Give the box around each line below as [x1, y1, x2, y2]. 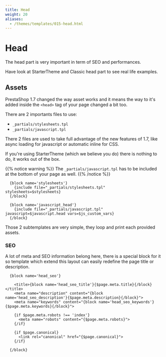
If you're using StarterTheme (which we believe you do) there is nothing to [5, 151, 158, 157]
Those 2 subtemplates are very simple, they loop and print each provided [5, 225, 156, 230]
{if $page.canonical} [14, 330, 59, 335]
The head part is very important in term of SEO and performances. [5, 59, 142, 65]
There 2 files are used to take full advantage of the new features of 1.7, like [5, 136, 158, 142]
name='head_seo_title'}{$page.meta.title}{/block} [45, 282, 153, 287]
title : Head [5, 7, 30, 12]
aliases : [5, 16, 23, 21]
